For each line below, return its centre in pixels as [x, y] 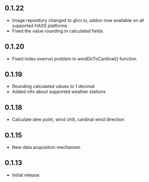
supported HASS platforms [39, 25]
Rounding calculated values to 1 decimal [53, 86]
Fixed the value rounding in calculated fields [57, 31]
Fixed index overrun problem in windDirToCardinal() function [74, 58]
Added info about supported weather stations [59, 91]
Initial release [25, 175]
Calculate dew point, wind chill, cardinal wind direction [68, 119]
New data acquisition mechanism [46, 147]
